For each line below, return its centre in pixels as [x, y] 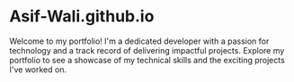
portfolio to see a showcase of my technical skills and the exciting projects [147, 60]
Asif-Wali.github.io [82, 16]
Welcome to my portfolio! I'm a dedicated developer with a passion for [139, 41]
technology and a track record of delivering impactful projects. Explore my [147, 50]
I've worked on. [38, 70]
